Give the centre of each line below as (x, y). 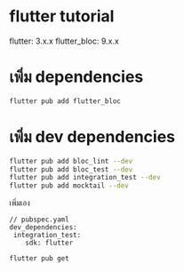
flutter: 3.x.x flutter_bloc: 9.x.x (64, 41)
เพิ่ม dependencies (76, 77)
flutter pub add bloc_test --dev (71, 169)
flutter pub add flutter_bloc (65, 101)
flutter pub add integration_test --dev (85, 178)
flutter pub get (39, 259)
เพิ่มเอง (20, 203)
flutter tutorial (62, 16)
